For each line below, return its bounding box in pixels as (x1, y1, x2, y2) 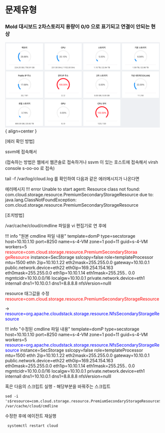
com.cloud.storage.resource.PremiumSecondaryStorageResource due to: (5, 192, 154, 198)
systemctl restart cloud (7, 423, 58, 429)
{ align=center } (5, 128, 37, 134)
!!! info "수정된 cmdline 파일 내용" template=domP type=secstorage (5, 326, 139, 332)
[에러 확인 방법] (5, 138, 35, 144)
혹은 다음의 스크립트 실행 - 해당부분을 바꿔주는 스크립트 (5, 383, 111, 389)
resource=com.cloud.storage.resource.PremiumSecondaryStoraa (5, 249, 137, 255)
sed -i (5, 394, 19, 399)
